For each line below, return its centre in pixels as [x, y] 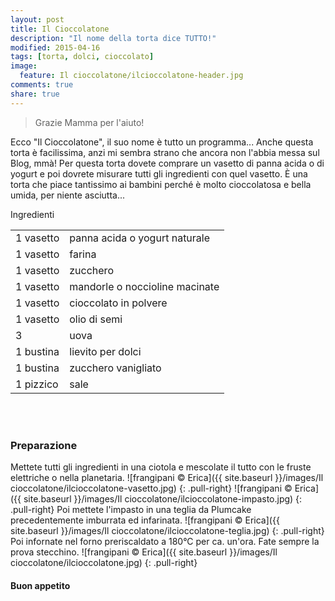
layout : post [37, 19]
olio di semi [96, 319]
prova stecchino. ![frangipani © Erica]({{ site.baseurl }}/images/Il [144, 552]
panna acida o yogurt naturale [140, 238]
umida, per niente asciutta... [68, 195]
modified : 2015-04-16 [55, 47]
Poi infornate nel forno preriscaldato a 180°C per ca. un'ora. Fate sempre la [165, 541]
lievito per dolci [105, 351]
